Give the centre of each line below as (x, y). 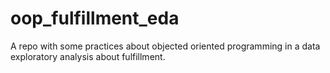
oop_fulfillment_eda (95, 18)
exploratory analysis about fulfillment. (88, 56)
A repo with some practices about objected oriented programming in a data (165, 46)
